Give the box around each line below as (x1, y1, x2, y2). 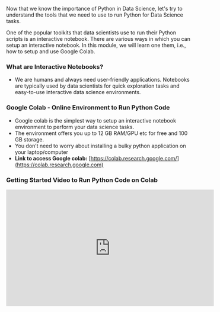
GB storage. (14, 136, 44, 143)
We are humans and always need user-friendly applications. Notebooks (14, 76, 190, 83)
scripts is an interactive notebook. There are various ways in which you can (6, 36, 191, 42)
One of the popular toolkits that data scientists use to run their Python (6, 29, 177, 36)
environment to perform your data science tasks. (14, 123, 135, 130)
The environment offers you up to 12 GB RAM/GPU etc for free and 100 (14, 130, 188, 137)
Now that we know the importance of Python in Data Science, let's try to (6, 5, 183, 12)
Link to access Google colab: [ (14, 155, 91, 162)
